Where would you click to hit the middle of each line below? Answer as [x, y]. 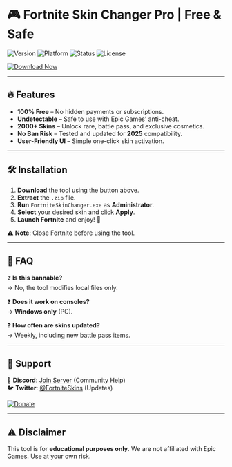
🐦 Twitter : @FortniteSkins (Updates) [60, 388]
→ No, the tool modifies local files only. [63, 288]
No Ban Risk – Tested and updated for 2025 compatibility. [100, 133]
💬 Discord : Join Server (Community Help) [66, 380]
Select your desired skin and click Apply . [76, 212]
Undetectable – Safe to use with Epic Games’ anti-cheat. [98, 119]
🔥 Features [31, 95]
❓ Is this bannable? [35, 278]
